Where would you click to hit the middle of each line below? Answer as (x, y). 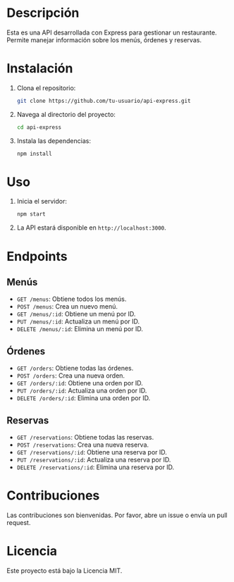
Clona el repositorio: (46, 88)
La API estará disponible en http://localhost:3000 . (91, 228)
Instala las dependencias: (54, 141)
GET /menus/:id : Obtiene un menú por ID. (76, 314)
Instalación (40, 69)
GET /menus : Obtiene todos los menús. (72, 299)
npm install (34, 154)
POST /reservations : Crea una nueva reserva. (83, 445)
